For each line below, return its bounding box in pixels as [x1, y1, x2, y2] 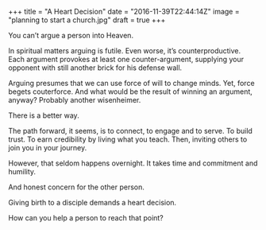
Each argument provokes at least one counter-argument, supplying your [8, 55, 245, 64]
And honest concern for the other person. [8, 182, 145, 192]
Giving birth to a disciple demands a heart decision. [8, 198, 177, 207]
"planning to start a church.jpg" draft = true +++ [8, 15, 166, 25]
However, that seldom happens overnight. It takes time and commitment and [8, 158, 258, 168]
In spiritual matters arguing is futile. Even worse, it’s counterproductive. [8, 46, 241, 55]
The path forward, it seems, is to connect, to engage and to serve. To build [8, 127, 253, 135]
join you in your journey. [8, 143, 87, 152]
